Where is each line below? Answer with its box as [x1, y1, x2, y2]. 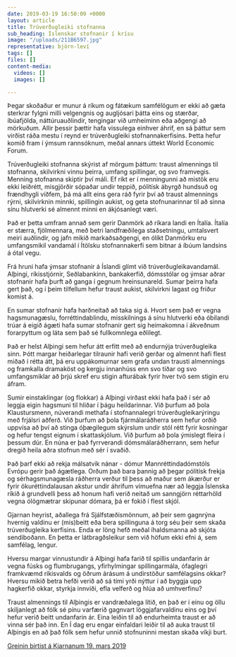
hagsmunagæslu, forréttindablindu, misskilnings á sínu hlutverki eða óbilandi [7, 313, 230, 322]
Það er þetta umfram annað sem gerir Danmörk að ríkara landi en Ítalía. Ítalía [7, 219, 229, 227]
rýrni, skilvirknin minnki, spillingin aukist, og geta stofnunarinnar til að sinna [7, 198, 225, 206]
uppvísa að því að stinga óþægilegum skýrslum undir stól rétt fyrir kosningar [7, 423, 228, 432]
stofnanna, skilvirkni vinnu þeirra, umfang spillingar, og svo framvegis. [7, 167, 211, 176]
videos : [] [13, 69, 46, 76]
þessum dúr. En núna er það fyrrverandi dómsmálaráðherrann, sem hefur [7, 438, 220, 447]
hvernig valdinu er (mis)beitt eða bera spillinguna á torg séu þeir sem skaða [7, 518, 226, 526]
